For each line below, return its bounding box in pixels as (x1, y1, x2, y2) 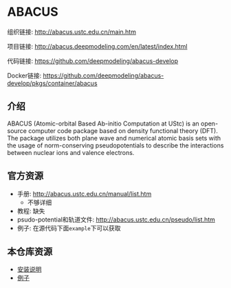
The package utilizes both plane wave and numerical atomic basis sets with (7, 134, 221, 142)
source (7, 126, 27, 134)
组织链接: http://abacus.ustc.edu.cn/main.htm (7, 27, 136, 36)
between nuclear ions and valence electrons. (7, 148, 135, 156)
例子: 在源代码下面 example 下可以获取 (16, 224, 121, 232)
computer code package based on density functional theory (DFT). (28, 126, 218, 134)
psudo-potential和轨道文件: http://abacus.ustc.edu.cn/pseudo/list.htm (16, 215, 215, 224)
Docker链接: (7, 71, 42, 80)
